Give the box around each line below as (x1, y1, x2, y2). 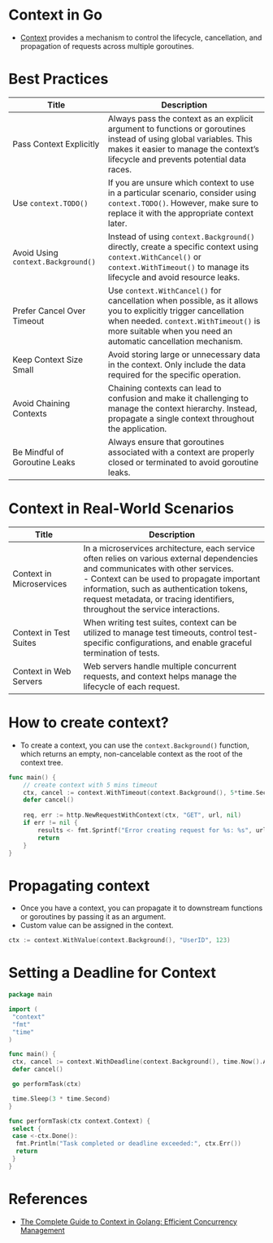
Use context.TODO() (12, 197, 89, 208)
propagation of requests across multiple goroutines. (19, 41, 194, 50)
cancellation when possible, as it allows (108, 294, 258, 306)
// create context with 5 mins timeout (23, 781, 158, 789)
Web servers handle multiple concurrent (83, 661, 237, 672)
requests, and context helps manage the (83, 670, 237, 682)
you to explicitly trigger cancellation (108, 305, 245, 316)
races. (108, 164, 132, 175)
